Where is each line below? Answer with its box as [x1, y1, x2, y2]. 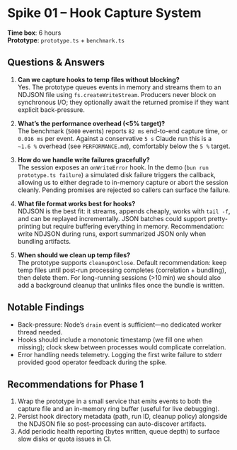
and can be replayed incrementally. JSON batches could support [17, 214, 207, 223]
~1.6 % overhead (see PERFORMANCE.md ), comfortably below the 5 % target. [17, 142, 231, 150]
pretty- [207, 214, 229, 223]
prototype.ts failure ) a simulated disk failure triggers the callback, [17, 170, 216, 179]
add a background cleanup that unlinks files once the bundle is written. [17, 281, 225, 289]
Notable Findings [7, 301, 85, 313]
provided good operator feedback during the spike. [17, 358, 168, 366]
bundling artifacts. [17, 237, 71, 245]
